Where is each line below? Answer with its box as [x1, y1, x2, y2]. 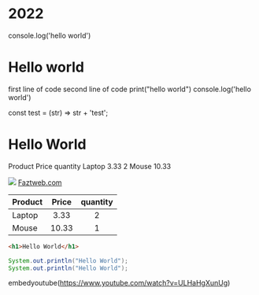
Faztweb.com [17, 178, 62, 187]
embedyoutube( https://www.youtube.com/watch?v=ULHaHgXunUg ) [8, 278, 231, 288]
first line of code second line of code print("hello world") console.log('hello [8, 84, 252, 94]
